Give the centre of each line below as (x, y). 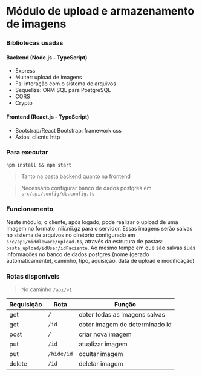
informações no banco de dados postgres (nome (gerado (78, 254)
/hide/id (60, 354)
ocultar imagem (101, 354)
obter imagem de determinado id (125, 325)
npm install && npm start (39, 165)
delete (18, 364)
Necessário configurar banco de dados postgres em (86, 188)
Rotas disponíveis (33, 277)
